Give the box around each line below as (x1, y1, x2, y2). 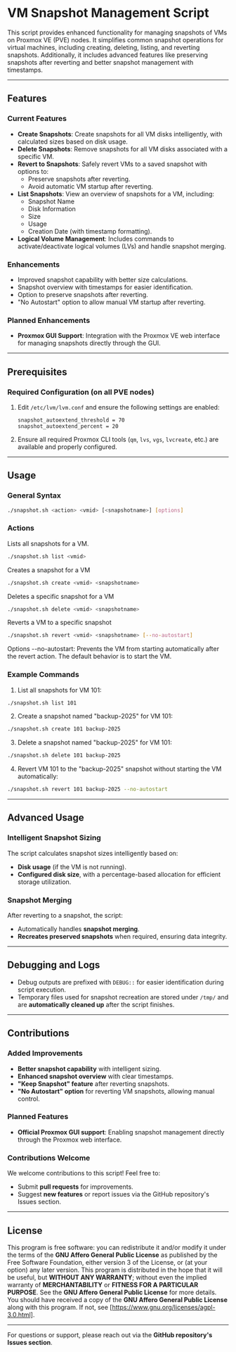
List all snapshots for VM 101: (17, 686, 102, 694)
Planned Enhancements (7, 315, 91, 325)
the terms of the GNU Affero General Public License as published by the (7, 1251, 218, 1259)
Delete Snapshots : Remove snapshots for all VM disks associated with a (17, 144, 228, 153)
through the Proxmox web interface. (17, 1135, 122, 1144)
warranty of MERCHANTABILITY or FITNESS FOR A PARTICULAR (7, 1280, 199, 1289)
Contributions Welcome (7, 1153, 91, 1163)
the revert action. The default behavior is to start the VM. (7, 652, 172, 661)
